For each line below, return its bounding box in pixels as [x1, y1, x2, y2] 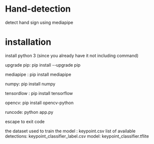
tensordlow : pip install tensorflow [5, 90, 73, 96]
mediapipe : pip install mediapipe [5, 72, 72, 77]
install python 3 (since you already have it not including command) [5, 53, 139, 58]
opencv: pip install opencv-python [5, 100, 74, 106]
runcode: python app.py [5, 109, 54, 115]
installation [5, 36, 52, 48]
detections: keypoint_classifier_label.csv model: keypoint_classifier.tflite [5, 133, 149, 139]
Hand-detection [5, 3, 71, 15]
